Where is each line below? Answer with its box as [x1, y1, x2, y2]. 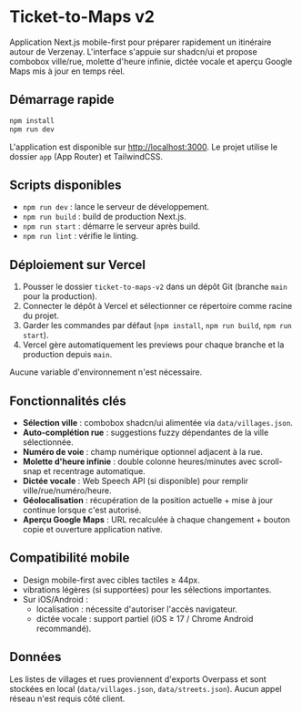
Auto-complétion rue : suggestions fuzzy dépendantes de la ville [22, 427, 269, 438]
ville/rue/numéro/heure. [22, 485, 112, 496]
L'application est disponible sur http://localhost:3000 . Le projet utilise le [9, 141, 278, 152]
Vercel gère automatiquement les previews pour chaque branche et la [22, 339, 285, 350]
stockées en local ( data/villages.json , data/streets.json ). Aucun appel [9, 683, 282, 694]
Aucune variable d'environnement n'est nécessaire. [9, 367, 203, 377]
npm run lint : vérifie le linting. [22, 231, 139, 242]
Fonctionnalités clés [9, 393, 127, 408]
